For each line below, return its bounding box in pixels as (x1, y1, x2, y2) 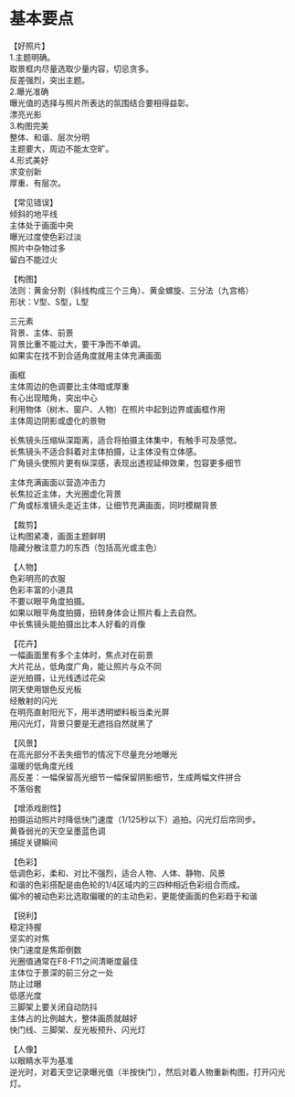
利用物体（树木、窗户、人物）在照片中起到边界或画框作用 (9, 403, 226, 414)
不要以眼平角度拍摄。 (9, 595, 90, 606)
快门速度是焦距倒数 (9, 943, 82, 955)
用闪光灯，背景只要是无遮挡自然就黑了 (9, 718, 153, 729)
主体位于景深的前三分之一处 (9, 966, 114, 978)
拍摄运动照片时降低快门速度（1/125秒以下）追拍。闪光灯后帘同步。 (9, 814, 261, 825)
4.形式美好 (9, 154, 49, 165)
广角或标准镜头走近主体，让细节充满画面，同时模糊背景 (9, 499, 217, 510)
